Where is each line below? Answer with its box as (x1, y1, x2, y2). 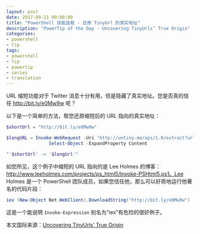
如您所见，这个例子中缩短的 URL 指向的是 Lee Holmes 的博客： (6, 163, 161, 170)
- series (6, 70, 28, 76)
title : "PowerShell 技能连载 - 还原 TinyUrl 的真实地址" (6, 20, 140, 26)
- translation (6, 75, 42, 81)
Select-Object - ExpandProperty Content (48, 141, 148, 146)
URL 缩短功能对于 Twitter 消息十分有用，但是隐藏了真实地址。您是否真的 (6, 92, 184, 99)
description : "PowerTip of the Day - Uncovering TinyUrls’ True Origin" (6, 25, 190, 32)
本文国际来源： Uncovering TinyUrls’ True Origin (6, 221, 124, 228)
